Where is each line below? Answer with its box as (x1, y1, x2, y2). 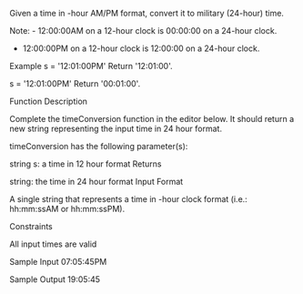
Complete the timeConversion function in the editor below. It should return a (9, 114, 295, 124)
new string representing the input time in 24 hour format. (9, 123, 223, 134)
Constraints (9, 221, 53, 231)
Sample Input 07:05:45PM (9, 257, 107, 267)
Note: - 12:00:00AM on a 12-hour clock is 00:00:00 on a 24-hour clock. (9, 25, 278, 35)
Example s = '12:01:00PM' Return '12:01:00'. (9, 61, 173, 71)
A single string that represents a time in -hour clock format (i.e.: (9, 194, 247, 204)
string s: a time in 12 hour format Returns (9, 158, 162, 169)
